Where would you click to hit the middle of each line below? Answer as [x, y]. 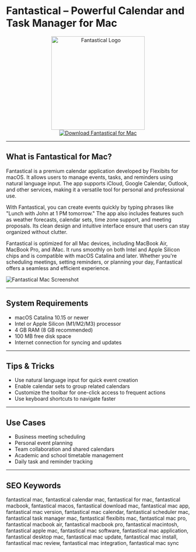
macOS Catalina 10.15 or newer [52, 318]
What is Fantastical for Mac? [59, 157]
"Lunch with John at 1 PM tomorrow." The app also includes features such [95, 213]
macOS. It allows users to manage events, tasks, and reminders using [90, 177]
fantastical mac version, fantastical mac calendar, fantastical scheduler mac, [98, 512]
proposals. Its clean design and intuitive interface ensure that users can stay [98, 226]
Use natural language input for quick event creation [76, 380]
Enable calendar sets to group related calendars [72, 387]
